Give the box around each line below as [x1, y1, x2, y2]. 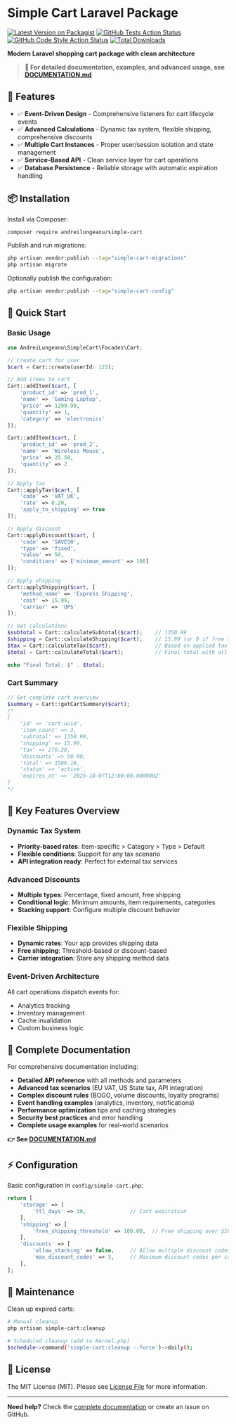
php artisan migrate [7, 262, 68, 269]
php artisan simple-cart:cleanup [7, 1325, 105, 1332]
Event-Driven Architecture [7, 972, 100, 982]
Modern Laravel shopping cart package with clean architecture [7, 49, 195, 58]
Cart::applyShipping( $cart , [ [7, 584, 96, 591]
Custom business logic [17, 1023, 84, 1032]
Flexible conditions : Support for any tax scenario [17, 849, 161, 858]
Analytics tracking [17, 1001, 70, 1010]
